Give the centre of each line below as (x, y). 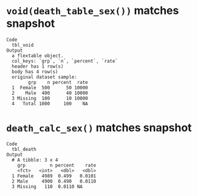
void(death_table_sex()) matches (93, 11)
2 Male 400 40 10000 (50, 93)
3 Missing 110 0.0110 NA (47, 186)
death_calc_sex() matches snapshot (99, 128)
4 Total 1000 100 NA (50, 103)
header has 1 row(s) (38, 66)
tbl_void (23, 45)
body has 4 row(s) (35, 72)
